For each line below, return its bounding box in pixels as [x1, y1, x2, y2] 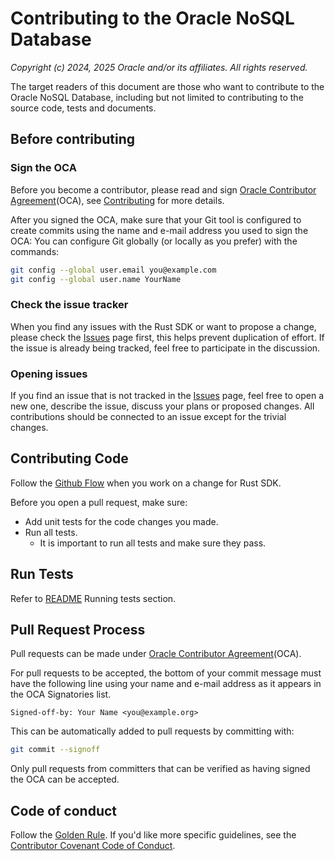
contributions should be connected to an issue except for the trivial [10, 410, 287, 422]
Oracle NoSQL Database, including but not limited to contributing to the [10, 91, 304, 103]
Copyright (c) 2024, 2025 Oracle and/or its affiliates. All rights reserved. [10, 61, 308, 73]
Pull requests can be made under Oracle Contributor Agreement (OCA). [10, 648, 302, 660]
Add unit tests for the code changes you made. [24, 515, 219, 527]
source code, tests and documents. [10, 102, 157, 114]
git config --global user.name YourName [10, 274, 182, 284]
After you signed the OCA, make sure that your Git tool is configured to [10, 213, 302, 226]
